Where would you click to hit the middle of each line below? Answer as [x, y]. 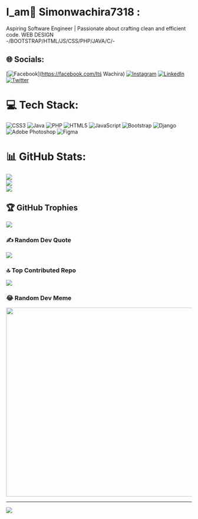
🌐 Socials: [25, 59]
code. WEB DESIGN [30, 34]
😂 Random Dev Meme [39, 298]
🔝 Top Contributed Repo [41, 270]
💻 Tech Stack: [42, 105]
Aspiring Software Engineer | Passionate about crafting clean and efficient [96, 28]
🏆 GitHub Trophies [42, 208]
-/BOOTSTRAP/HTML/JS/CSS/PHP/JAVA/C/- [60, 41]
